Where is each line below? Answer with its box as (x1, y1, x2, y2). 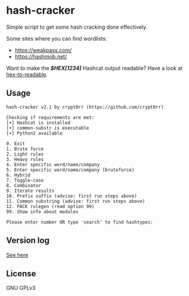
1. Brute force (6, 146, 44, 152)
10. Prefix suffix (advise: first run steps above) (6, 193, 137, 199)
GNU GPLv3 (6, 285, 36, 292)
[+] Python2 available (6, 130, 63, 136)
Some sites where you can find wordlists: (6, 35, 107, 42)
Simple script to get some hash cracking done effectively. (6, 23, 148, 30)
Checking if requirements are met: (6, 114, 95, 120)
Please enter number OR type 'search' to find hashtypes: (6, 219, 153, 225)
